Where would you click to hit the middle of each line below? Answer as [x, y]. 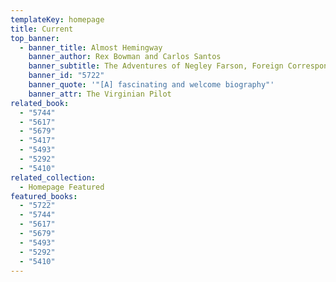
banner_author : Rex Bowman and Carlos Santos [125, 57]
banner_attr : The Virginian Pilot [100, 94]
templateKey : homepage [57, 19]
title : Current [42, 29]
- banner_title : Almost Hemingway [91, 47]
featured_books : [44, 196]
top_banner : [35, 38]
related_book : [40, 103]
